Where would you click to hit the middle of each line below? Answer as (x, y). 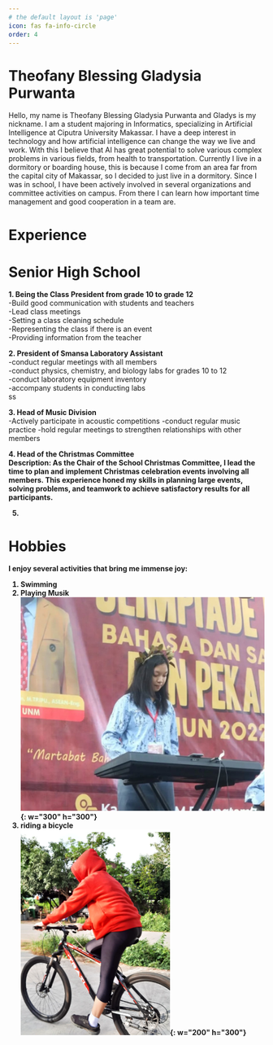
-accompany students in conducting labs (77, 388)
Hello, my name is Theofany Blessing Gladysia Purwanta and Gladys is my (132, 116)
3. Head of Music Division (52, 413)
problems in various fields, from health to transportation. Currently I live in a (135, 159)
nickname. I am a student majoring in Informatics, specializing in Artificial (131, 124)
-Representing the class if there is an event (80, 329)
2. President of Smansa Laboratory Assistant (86, 353)
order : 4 (23, 34)
